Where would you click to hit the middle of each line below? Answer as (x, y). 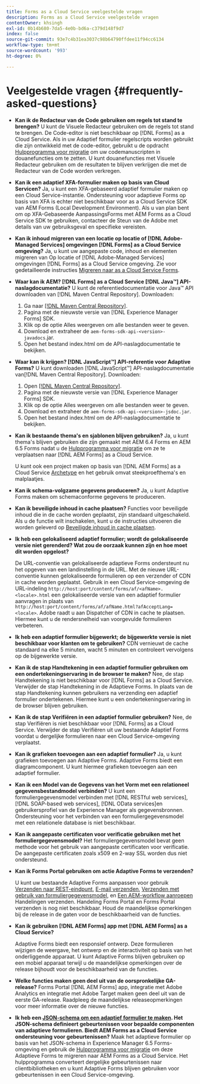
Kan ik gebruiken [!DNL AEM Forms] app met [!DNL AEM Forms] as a (101, 926)
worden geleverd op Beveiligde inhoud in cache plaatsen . (85, 527)
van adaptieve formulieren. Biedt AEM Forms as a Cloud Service (96, 1030)
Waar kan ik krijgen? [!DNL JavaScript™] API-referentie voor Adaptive (103, 362)
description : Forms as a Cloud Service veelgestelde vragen (83, 17)
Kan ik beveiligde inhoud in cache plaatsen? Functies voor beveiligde (101, 508)
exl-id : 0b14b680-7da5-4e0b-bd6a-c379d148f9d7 (65, 28)
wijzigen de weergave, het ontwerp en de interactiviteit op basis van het (103, 950)
